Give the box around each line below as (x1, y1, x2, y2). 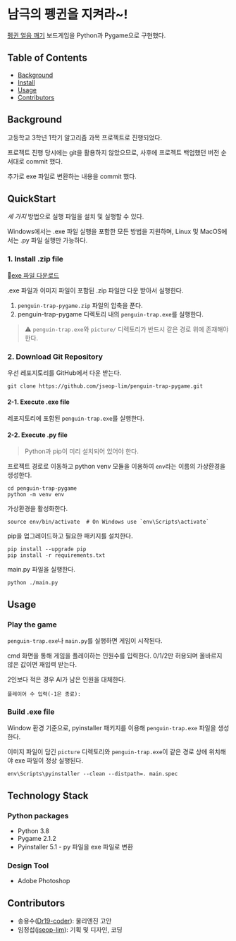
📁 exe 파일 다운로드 (7, 271, 60, 279)
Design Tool (7, 861, 49, 871)
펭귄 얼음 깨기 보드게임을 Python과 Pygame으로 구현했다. (7, 31, 166, 39)
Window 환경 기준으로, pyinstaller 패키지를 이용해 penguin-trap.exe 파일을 (7, 724, 216, 732)
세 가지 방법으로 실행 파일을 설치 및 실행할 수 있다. (7, 212, 144, 221)
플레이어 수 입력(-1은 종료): (7, 691, 81, 698)
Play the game (7, 620, 58, 629)
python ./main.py (7, 579, 58, 586)
